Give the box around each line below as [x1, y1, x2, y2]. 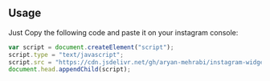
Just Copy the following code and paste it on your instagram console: [8, 27, 239, 37]
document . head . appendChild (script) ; [8, 66, 131, 74]
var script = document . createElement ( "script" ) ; [8, 43, 174, 51]
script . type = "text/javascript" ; [8, 51, 125, 59]
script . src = [8, 58, 52, 67]
